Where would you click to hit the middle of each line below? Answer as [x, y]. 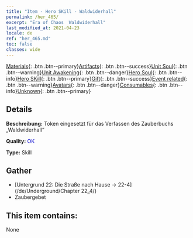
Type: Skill [19, 152]
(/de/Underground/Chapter [47, 191]
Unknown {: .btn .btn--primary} [54, 91]
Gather [19, 170]
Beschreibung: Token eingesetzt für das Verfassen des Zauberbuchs [90, 123]
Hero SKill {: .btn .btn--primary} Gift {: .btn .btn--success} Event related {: [102, 78]
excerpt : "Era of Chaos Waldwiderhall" [56, 22]
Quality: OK [20, 141]
